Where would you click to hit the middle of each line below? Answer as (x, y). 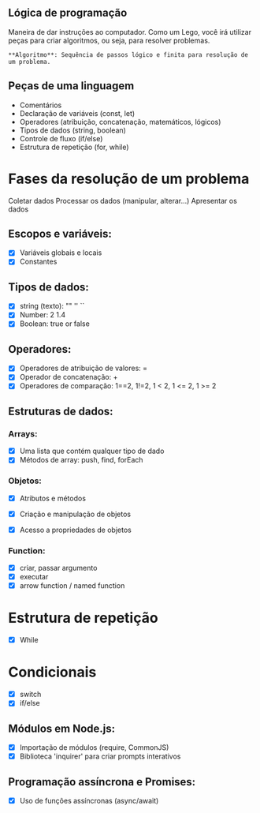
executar (34, 577)
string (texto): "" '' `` (52, 306)
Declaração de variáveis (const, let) (77, 113)
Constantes (38, 262)
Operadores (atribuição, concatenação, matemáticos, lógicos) (120, 122)
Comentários (41, 105)
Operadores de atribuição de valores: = (84, 368)
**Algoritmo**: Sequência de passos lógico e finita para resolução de (128, 54)
